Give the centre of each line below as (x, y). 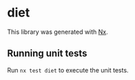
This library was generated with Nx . (58, 32)
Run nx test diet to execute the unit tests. (68, 70)
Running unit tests (47, 53)
